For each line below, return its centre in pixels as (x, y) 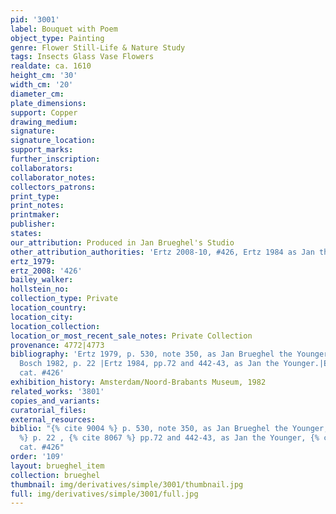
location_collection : (55, 326)
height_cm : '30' (44, 76)
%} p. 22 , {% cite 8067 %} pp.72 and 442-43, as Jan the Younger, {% (169, 438)
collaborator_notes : (53, 177)
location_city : (42, 317)
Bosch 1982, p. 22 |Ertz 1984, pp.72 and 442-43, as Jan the (149, 364)
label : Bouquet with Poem (64, 29)
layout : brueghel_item (57, 466)
